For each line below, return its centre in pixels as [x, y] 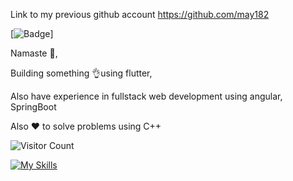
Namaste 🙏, [34, 53]
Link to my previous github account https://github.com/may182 [140, 14]
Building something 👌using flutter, [81, 73]
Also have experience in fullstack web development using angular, [146, 96]
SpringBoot [33, 107]
